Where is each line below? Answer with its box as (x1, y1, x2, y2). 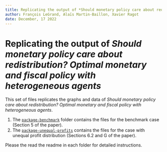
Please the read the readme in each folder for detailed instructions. (5, 142, 143, 148)
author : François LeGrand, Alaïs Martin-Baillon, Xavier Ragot (5, 12, 139, 17)
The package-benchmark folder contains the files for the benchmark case (12, 117, 160, 123)
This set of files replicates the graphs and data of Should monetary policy (5, 96, 156, 102)
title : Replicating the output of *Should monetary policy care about (5, 7, 155, 12)
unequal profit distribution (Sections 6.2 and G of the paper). (12, 133, 137, 139)
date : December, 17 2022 (5, 16, 57, 21)
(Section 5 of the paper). (12, 122, 63, 128)
